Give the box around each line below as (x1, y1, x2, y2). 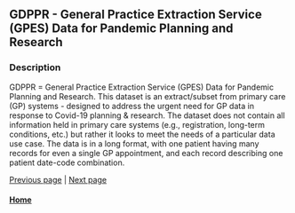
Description (9, 61, 61, 74)
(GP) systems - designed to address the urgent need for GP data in (9, 100, 255, 111)
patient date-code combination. (9, 157, 125, 168)
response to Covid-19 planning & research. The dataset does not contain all (9, 110, 286, 121)
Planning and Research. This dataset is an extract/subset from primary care (9, 91, 286, 101)
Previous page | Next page (9, 174, 108, 185)
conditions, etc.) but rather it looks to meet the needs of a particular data (9, 129, 275, 139)
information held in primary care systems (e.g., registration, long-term (9, 119, 265, 130)
